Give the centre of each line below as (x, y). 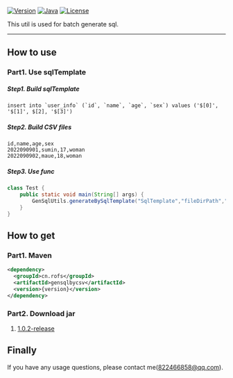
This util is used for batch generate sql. (63, 24)
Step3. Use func (31, 171)
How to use (32, 52)
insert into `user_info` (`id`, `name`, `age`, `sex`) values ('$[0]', (113, 106)
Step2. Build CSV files (40, 127)
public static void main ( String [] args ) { (82, 195)
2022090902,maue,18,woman (44, 156)
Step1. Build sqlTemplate (43, 89)
